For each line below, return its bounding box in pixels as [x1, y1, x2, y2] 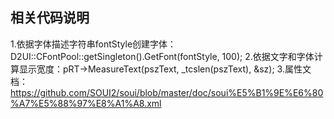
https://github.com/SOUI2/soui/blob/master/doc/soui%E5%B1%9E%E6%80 [10, 86, 324, 98]
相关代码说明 [10, 9, 90, 27]
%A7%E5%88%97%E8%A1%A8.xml [10, 97, 162, 109]
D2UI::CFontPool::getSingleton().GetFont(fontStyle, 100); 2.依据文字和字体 [10, 50, 315, 62]
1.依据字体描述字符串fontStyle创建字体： [10, 38, 177, 50]
